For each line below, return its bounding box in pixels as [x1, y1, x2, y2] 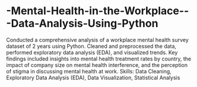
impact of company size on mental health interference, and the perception [6, 61, 188, 69]
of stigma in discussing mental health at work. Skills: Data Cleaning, [6, 67, 172, 75]
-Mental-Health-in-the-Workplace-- [6, 4, 189, 18]
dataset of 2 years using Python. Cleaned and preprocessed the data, [6, 43, 177, 50]
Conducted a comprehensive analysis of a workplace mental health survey [6, 36, 189, 43]
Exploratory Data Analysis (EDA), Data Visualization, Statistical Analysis [6, 74, 180, 81]
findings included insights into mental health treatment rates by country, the [6, 55, 192, 62]
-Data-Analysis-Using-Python [6, 17, 158, 30]
